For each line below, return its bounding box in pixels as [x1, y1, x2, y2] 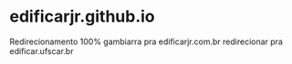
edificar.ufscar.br [9, 45, 74, 56]
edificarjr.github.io [9, 6, 155, 27]
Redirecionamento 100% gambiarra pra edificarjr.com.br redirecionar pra [9, 36, 283, 47]
